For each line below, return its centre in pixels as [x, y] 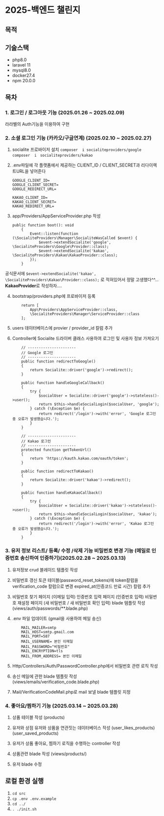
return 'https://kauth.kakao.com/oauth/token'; [79, 458]
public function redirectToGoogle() [59, 361]
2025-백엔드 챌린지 [43, 10]
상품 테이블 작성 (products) [38, 717]
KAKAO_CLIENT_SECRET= [34, 202]
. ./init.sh [24, 809]
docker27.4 [23, 75]
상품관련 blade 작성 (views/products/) [49, 754]
